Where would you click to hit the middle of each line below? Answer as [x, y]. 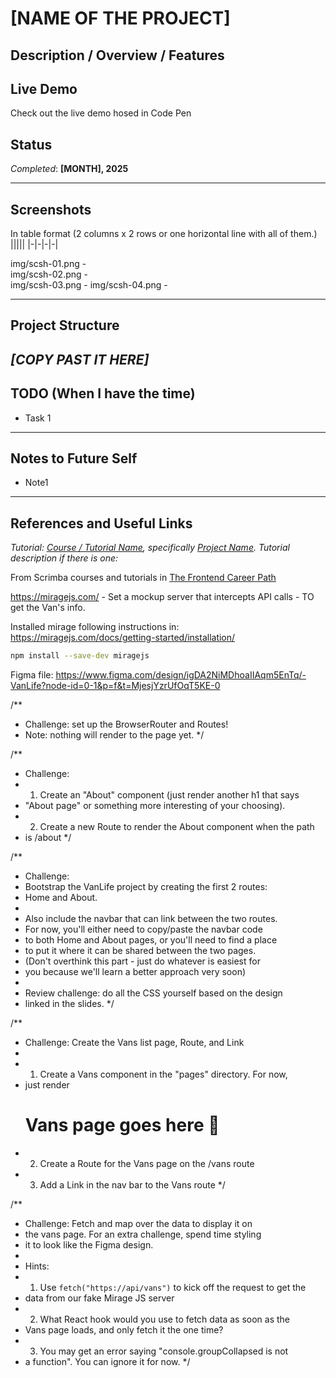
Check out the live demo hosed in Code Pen [101, 113]
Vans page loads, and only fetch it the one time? [124, 1330]
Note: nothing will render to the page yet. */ [114, 735]
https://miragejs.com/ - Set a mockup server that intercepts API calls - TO [162, 597]
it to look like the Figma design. [89, 1245]
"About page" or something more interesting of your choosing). [155, 806]
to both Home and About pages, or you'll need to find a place [151, 940]
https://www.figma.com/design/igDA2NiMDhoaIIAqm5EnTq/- [181, 675]
